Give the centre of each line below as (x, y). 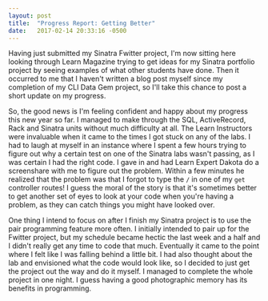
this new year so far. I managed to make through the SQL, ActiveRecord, (127, 120)
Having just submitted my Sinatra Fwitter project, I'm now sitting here (122, 54)
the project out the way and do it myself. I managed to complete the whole (131, 271)
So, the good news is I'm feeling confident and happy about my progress (128, 111)
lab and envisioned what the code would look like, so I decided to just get (129, 263)
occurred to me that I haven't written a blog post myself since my (116, 79)
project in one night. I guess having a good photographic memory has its (128, 280)
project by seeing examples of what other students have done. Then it (124, 70)
